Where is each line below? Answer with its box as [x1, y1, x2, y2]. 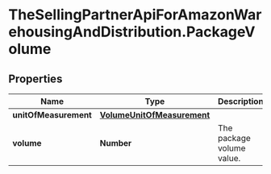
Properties [8, 72, 63, 85]
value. [217, 153, 241, 164]
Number [99, 138, 132, 148]
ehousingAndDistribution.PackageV [8, 23, 256, 41]
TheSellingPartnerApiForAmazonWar [8, 6, 262, 24]
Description [217, 96, 264, 106]
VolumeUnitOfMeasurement [99, 110, 211, 120]
